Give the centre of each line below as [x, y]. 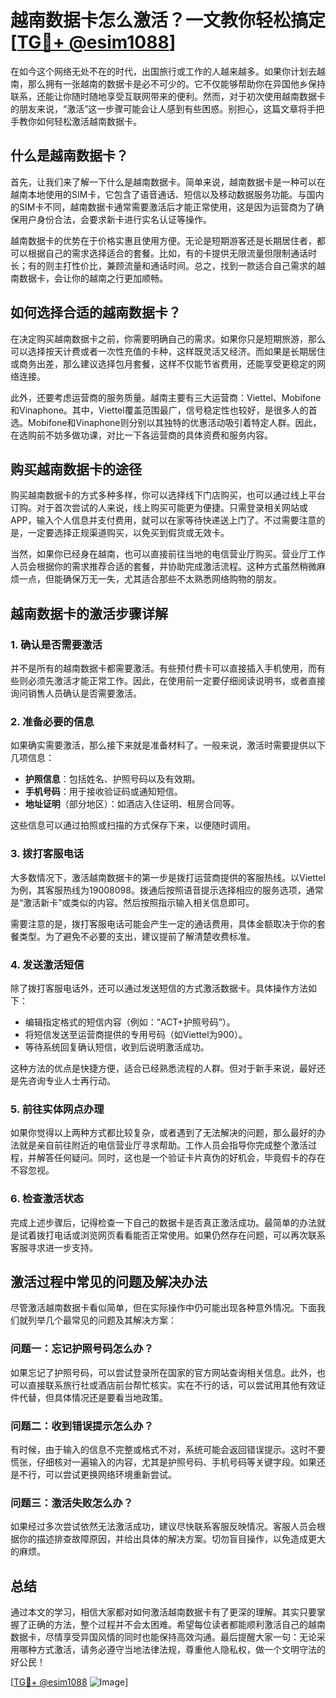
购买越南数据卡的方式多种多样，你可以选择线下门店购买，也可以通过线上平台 [168, 495]
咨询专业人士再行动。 [71, 1080]
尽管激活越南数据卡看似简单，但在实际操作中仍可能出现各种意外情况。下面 [163, 1308]
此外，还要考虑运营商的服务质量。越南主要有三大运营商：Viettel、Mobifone [166, 397]
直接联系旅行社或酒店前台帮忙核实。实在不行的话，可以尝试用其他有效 [172, 1385]
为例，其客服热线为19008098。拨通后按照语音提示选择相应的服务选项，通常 [167, 890]
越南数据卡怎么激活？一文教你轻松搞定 [168, 20]
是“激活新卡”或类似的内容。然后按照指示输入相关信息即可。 [132, 902]
